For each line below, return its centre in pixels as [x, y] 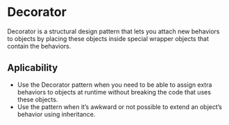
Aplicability [33, 68]
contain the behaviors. [39, 46]
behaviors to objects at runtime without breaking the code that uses [114, 92]
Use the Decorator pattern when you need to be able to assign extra [114, 85]
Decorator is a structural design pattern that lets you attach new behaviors [113, 31]
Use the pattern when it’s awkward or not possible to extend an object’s [120, 107]
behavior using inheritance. [56, 114]
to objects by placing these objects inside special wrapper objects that [108, 38]
